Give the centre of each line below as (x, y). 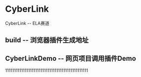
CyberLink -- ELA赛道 (27, 23)
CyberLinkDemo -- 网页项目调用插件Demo (70, 58)
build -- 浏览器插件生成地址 (47, 40)
